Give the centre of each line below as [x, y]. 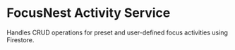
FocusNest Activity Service [89, 13]
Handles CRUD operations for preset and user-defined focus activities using [117, 32]
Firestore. [20, 39]
